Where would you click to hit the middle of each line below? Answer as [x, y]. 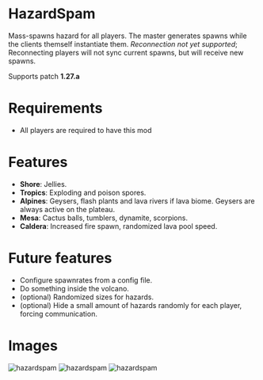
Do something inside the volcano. [74, 288]
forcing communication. [58, 313]
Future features [60, 258]
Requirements [55, 108]
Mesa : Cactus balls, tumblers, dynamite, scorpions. [104, 218]
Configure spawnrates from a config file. [86, 280]
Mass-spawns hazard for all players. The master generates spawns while [128, 36]
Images [33, 346]
